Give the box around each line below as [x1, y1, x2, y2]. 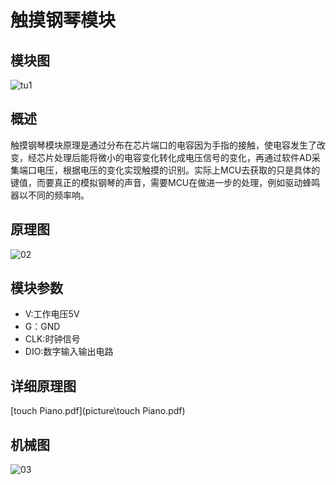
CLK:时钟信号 [24, 333, 81, 345]
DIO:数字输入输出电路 [24, 346, 114, 358]
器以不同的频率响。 [10, 189, 90, 201]
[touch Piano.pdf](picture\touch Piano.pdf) [10, 405, 186, 417]
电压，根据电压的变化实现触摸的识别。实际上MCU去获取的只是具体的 [36, 164, 321, 176]
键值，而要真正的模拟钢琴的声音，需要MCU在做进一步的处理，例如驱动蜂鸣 [10, 176, 321, 188]
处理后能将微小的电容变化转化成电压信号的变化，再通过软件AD [53, 151, 312, 163]
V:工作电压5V [24, 308, 80, 320]
